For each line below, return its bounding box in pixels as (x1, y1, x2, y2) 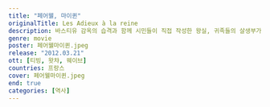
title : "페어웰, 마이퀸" (8, 11, 82, 20)
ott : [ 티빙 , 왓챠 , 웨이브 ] (8, 57, 87, 65)
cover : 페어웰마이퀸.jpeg (8, 72, 85, 80)
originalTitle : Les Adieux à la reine (8, 19, 138, 27)
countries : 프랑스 (8, 64, 65, 72)
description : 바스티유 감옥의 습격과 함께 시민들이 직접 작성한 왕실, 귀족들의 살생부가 (8, 27, 262, 35)
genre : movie (8, 34, 52, 43)
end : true (8, 79, 42, 87)
